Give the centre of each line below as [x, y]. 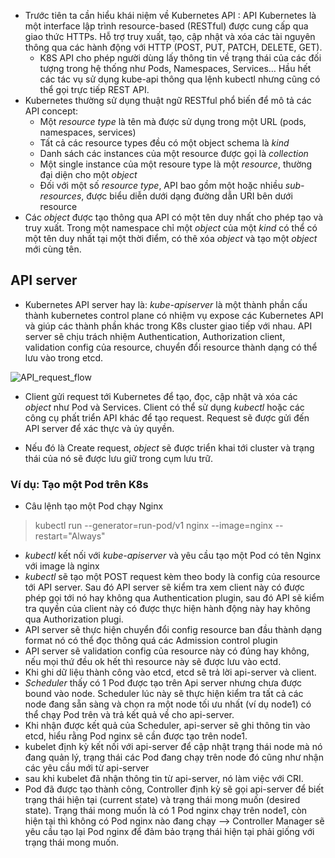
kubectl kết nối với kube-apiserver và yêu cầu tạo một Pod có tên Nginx [173, 556]
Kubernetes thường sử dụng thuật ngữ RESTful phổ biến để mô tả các [168, 100]
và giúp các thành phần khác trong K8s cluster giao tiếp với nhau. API [168, 326]
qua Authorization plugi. [74, 619]
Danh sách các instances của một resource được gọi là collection [174, 153]
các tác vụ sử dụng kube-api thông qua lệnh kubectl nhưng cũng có [180, 79]
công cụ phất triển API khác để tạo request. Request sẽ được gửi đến [167, 417]
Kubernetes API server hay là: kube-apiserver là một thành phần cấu [166, 304]
